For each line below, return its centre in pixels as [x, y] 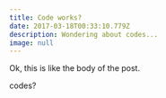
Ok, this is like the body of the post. [75, 68]
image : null [31, 43]
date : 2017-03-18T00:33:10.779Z [70, 26]
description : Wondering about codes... [84, 34]
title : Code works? [46, 18]
